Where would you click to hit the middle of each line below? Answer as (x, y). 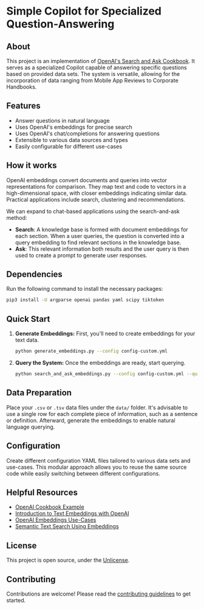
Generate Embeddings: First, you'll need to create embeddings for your (105, 334)
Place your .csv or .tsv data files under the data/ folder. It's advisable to (97, 407)
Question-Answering (60, 24)
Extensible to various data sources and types (72, 140)
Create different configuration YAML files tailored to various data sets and (98, 460)
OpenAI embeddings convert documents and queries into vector (87, 180)
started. (16, 600)
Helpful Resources (42, 492)
